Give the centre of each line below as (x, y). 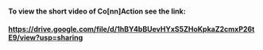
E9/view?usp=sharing (46, 38)
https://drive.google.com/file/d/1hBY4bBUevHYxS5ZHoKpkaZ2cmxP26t (131, 29)
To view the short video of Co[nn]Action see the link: (97, 11)
